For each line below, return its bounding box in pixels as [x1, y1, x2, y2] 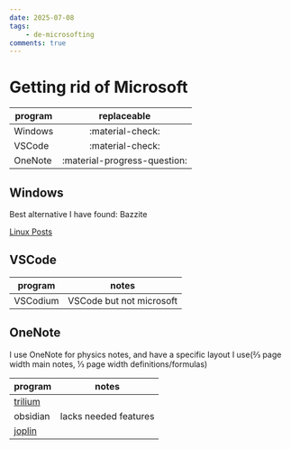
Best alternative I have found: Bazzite [9, 209, 148, 219]
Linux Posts [9, 226, 52, 237]
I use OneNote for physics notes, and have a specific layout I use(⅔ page [9, 349, 282, 360]
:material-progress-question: [61, 154, 187, 167]
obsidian [14, 409, 50, 422]
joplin [14, 425, 38, 437]
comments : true [9, 38, 67, 48]
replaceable [98, 110, 151, 123]
